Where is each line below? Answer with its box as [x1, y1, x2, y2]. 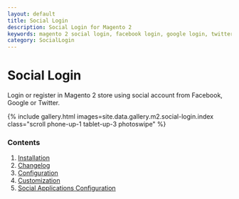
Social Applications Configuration [17, 184, 116, 193]
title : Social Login [7, 17, 69, 24]
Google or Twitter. [7, 99, 60, 107]
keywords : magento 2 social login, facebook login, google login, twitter [7, 30, 234, 38]
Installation [17, 154, 51, 162]
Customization [17, 176, 60, 185]
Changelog [17, 161, 51, 170]
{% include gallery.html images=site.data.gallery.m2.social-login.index [7, 112, 214, 121]
